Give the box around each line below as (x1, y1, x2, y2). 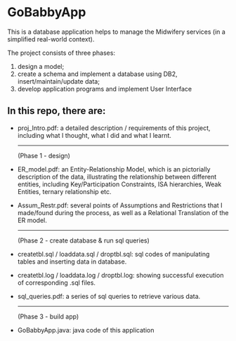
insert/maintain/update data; (17, 77, 100, 85)
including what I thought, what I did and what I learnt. (17, 131, 172, 139)
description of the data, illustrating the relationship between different (17, 172, 217, 181)
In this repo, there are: (7, 105, 106, 117)
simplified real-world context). (7, 34, 95, 43)
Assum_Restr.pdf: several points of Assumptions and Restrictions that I (17, 201, 223, 210)
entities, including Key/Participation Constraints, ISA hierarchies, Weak (17, 180, 222, 188)
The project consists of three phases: (7, 49, 116, 57)
